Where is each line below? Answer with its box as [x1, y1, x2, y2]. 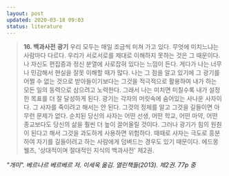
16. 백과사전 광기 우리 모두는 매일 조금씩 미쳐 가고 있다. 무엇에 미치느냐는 [23, 43, 219, 51]
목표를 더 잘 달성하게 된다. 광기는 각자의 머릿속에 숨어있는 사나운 [30, 95, 204, 103]
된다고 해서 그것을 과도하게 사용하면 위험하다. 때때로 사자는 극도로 [30, 129, 208, 137]
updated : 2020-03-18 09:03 [6, 17, 84, 23]
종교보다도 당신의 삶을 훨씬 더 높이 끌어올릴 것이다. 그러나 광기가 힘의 [23, 120, 210, 128]
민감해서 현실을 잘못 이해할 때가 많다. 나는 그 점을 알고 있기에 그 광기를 [30, 68, 220, 77]
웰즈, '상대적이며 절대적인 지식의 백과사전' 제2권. [23, 146, 155, 155]
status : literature [6, 23, 63, 30]
